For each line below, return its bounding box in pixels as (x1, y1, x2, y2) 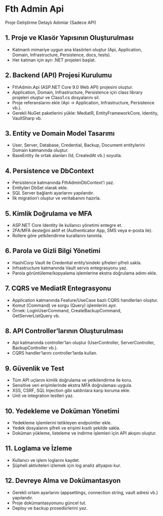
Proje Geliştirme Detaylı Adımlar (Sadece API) (5, 20, 97, 25)
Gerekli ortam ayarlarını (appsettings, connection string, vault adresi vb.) (12, 489, 158, 496)
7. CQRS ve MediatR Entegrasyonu (5, 284, 111, 293)
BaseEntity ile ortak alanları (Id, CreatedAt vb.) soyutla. (12, 153, 122, 159)
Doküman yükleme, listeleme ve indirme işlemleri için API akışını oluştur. (12, 430, 157, 436)
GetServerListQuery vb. (12, 313, 60, 318)
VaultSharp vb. (12, 115, 42, 121)
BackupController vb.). (12, 345, 58, 351)
